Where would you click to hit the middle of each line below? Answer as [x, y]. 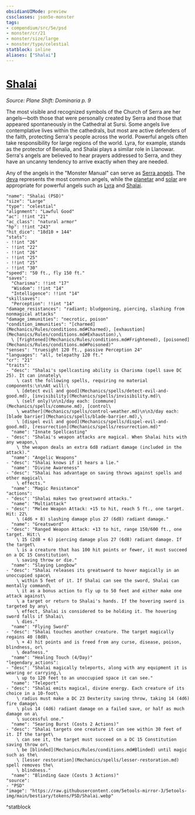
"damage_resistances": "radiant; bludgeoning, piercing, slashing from [95, 309]
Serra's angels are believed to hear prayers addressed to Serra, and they [94, 155]
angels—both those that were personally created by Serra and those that [94, 118]
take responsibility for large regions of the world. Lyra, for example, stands [96, 143]
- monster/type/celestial [37, 45]
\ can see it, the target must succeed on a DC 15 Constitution [97, 739]
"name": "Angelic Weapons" [44, 458]
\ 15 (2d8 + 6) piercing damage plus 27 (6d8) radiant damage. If [99, 540]
